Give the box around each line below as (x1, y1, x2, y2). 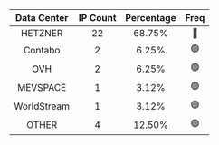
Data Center (14, 12, 69, 24)
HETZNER (21, 27, 63, 39)
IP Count (78, 12, 117, 24)
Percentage (125, 12, 176, 24)
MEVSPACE (17, 81, 67, 93)
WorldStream (14, 100, 71, 112)
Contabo (23, 43, 61, 56)
